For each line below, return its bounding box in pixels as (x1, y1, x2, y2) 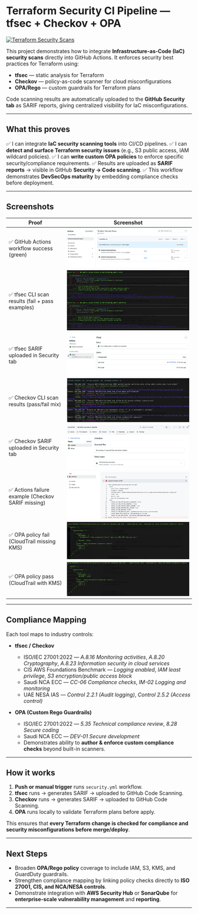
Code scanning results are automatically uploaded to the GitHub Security (6, 96, 185, 103)
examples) (8, 304, 34, 311)
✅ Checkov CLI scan (8, 394, 59, 401)
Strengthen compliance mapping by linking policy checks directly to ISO (14, 877, 190, 884)
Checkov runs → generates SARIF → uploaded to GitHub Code (14, 796, 168, 803)
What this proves (6, 124, 71, 134)
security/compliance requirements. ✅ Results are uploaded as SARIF (6, 159, 173, 166)
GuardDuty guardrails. (14, 871, 69, 878)
